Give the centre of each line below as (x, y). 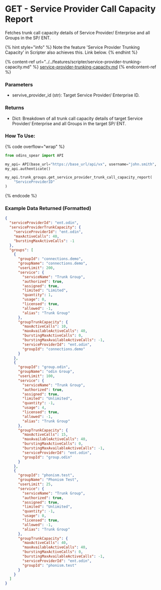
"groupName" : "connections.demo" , (53, 263)
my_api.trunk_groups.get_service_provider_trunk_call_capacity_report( (79, 177)
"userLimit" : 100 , (36, 376)
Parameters (19, 84)
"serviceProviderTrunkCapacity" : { (45, 227)
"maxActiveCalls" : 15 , (45, 435)
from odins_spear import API (34, 155)
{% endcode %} (21, 196)
